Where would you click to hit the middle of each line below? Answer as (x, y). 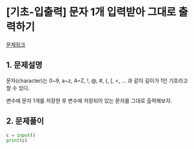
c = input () (21, 135)
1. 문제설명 (24, 65)
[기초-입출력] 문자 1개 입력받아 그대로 (91, 12)
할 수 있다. (18, 88)
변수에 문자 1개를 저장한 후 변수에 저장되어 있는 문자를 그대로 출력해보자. (89, 100)
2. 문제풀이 (25, 121)
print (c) (17, 141)
